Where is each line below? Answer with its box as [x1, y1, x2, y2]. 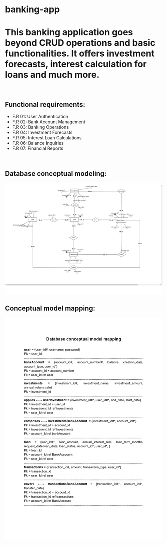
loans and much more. [5, 69, 100, 81]
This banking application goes [5, 27, 133, 38]
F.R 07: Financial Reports [12, 145, 64, 151]
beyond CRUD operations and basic [5, 37, 156, 49]
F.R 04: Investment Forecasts [12, 129, 73, 135]
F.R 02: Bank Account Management [12, 119, 86, 125]
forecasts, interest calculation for [5, 59, 147, 70]
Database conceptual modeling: [5, 169, 107, 178]
